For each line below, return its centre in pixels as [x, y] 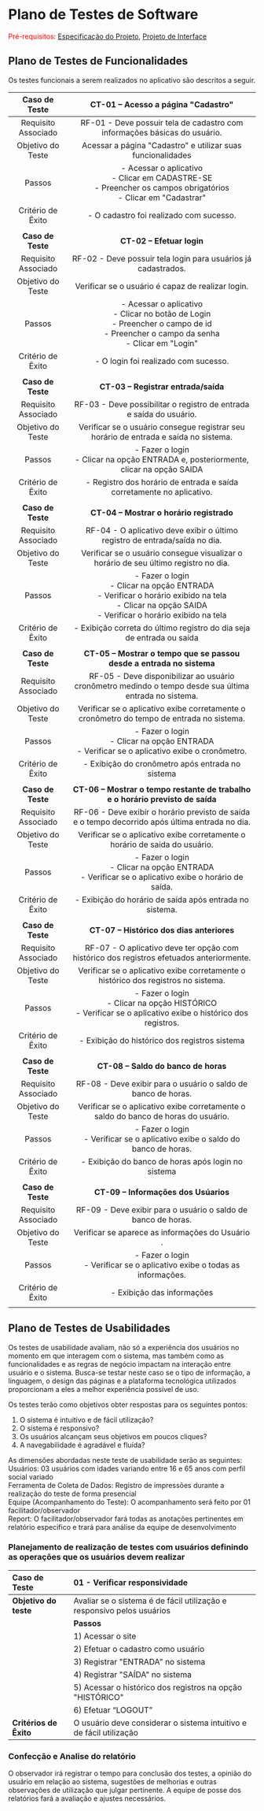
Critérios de [35, 1723]
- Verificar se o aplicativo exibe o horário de [162, 877]
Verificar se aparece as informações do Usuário [161, 1232]
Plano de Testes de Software [103, 15]
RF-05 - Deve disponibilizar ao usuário [162, 676]
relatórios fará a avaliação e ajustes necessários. [87, 1798]
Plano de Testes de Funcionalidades [98, 61]
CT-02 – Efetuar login [162, 240]
